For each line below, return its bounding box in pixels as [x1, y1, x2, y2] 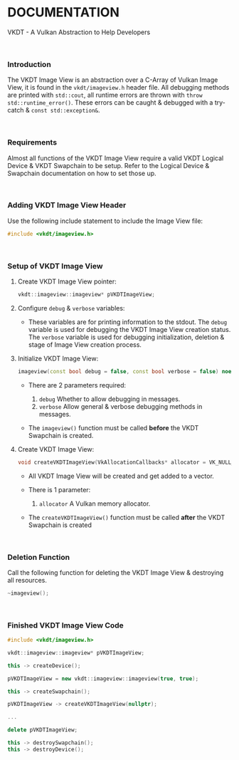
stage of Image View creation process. [28, 340, 142, 349]
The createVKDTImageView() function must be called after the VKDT [28, 513, 225, 521]
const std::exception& [31, 108, 98, 115]
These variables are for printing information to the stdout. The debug [28, 318, 228, 326]
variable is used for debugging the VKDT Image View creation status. [28, 325, 231, 333]
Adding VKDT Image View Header [7, 200, 127, 210]
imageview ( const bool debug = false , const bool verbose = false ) [17, 368, 219, 375]
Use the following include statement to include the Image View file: [7, 217, 203, 225]
